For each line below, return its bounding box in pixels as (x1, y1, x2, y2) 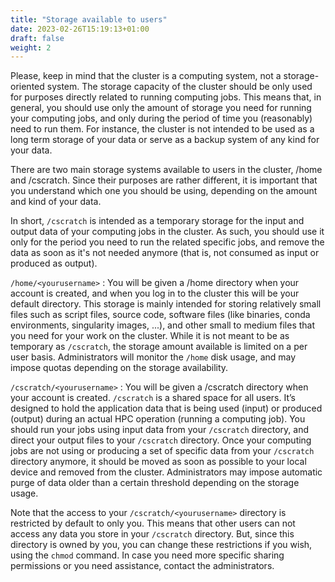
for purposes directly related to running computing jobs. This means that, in (10, 91, 322, 103)
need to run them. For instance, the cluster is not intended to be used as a (10, 123, 315, 135)
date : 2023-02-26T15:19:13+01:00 (10, 24, 150, 34)
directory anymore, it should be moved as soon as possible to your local (10, 456, 307, 468)
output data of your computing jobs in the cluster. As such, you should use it (10, 226, 325, 238)
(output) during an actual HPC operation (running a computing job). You (10, 413, 306, 425)
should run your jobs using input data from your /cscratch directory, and (10, 424, 310, 436)
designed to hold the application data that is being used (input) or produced (10, 402, 323, 415)
